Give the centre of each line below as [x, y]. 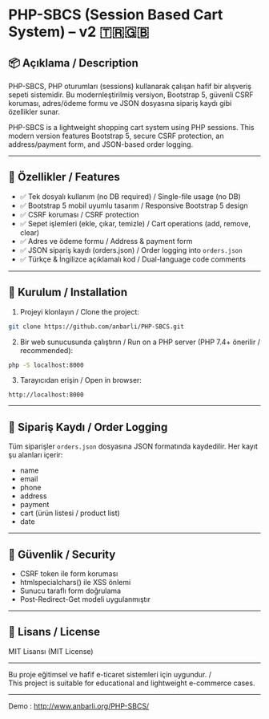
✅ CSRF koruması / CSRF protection [79, 214]
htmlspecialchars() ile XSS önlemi [75, 582]
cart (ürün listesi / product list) [70, 513]
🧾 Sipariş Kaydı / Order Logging [88, 427]
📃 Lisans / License [54, 632]
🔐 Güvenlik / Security [62, 554]
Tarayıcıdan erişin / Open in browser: [81, 380]
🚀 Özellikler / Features [64, 177]
